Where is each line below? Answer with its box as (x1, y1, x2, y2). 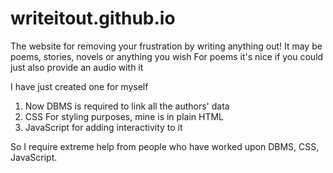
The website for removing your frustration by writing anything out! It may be (10, 40, 323, 52)
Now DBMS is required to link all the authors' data (24, 100, 230, 112)
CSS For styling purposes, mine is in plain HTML (24, 110, 224, 122)
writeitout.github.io (10, 7, 176, 30)
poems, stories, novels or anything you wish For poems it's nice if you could (10, 50, 324, 62)
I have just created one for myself (10, 80, 149, 92)
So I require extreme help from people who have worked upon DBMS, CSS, (10, 140, 320, 152)
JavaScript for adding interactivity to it (24, 121, 183, 133)
